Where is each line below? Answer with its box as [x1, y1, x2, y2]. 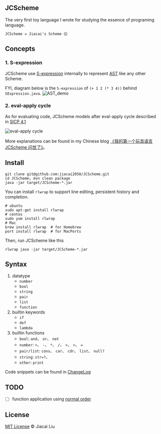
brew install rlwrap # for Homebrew [5, 224, 81, 230]
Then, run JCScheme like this [5, 237, 64, 243]
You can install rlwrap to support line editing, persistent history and [5, 189, 139, 195]
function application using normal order [12, 396, 91, 402]
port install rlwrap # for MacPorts [5, 229, 81, 234]
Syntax [5, 260, 27, 268]
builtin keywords [12, 309, 45, 315]
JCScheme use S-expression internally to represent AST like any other [5, 70, 146, 76]
